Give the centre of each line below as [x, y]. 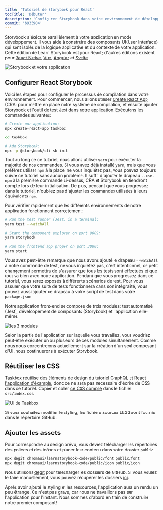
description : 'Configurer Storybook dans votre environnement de [72, 19]
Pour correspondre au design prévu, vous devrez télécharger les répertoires [81, 445]
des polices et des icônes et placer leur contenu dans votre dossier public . [80, 450]
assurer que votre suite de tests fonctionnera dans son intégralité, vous [76, 286]
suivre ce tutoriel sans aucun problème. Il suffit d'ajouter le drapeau [73, 176]
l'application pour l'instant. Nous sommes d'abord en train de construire [77, 497]
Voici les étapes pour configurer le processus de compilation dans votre [77, 94]
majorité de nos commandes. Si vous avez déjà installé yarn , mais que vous [81, 165]
